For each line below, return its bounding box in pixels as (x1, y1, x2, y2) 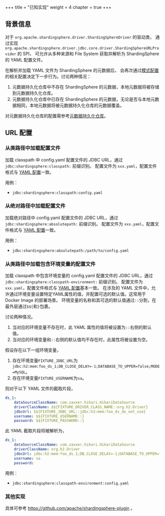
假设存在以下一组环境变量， (5, 347, 61, 353)
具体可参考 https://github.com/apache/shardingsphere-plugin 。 (5, 505, 135, 511)
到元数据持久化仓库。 (12, 90, 55, 96)
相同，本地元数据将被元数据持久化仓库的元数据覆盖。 (16, 102, 124, 108)
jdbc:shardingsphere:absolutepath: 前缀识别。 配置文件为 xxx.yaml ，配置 (5, 221, 155, 226)
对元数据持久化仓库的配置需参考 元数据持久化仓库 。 (5, 113, 109, 119)
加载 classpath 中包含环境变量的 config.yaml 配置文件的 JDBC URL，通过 (5, 273, 153, 279)
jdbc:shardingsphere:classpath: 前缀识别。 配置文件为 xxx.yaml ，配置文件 (5, 163, 157, 169)
